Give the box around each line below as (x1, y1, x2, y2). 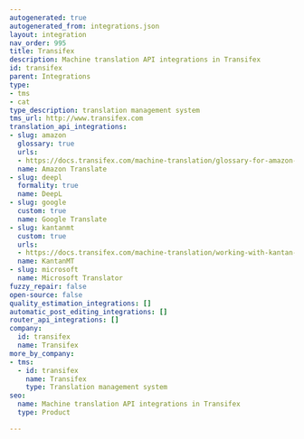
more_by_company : (9, 349, 75, 358)
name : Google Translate (17, 214, 107, 224)
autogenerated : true (9, 13, 88, 23)
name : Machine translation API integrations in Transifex (17, 399, 242, 409)
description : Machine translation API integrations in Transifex (9, 55, 261, 64)
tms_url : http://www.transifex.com (9, 114, 144, 123)
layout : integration (9, 30, 88, 39)
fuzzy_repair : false (9, 282, 88, 291)
